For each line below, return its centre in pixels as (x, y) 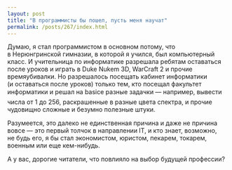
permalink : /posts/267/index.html (58, 27)
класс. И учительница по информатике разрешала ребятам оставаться (115, 62)
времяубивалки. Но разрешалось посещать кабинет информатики (108, 77)
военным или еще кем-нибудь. (54, 145)
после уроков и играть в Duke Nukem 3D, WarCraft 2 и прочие (100, 69)
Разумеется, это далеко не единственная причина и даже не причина (112, 123)
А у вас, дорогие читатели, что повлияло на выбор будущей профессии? (116, 159)
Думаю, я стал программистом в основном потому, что (91, 47)
